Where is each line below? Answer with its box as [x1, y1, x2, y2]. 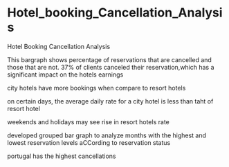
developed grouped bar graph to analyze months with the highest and [7, 131, 206, 139]
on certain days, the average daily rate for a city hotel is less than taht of [7, 97, 214, 105]
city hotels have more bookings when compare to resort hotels [7, 83, 186, 92]
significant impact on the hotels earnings [7, 70, 124, 79]
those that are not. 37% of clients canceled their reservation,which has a [7, 63, 214, 71]
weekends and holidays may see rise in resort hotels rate [7, 117, 170, 126]
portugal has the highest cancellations [7, 152, 116, 160]
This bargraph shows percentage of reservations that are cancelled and [7, 55, 212, 63]
